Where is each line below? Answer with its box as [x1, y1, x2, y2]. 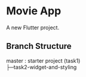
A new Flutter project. [6, 24, 60, 31]
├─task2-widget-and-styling [6, 63, 77, 70]
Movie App [6, 4, 62, 18]
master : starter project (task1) [6, 57, 81, 64]
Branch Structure [6, 41, 72, 51]
